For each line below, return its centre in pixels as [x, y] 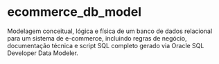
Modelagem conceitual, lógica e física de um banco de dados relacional [110, 31]
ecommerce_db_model [75, 12]
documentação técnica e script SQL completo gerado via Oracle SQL [106, 45]
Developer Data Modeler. [43, 53]
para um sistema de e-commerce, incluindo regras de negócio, [97, 38]
